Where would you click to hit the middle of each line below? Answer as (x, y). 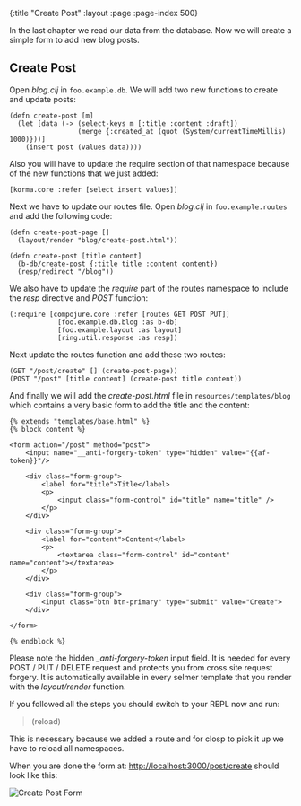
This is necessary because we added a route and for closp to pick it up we (146, 739)
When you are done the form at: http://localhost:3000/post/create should (144, 766)
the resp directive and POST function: (79, 298)
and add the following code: (61, 215)
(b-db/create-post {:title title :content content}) (118, 264)
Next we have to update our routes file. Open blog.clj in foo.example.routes (148, 206)
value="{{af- (246, 452)
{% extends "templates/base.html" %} (80, 421)
